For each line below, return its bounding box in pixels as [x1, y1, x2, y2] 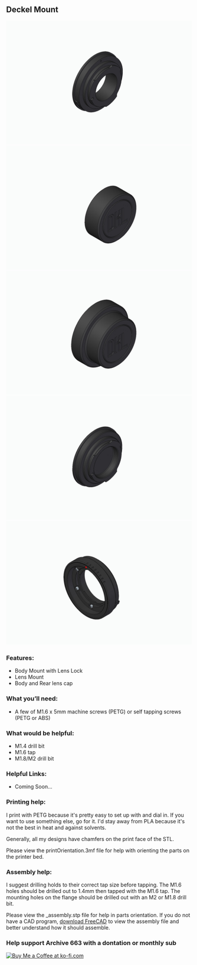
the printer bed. [6, 853, 44, 860]
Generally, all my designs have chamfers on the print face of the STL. [6, 835, 174, 842]
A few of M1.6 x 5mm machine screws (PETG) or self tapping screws [14, 708, 182, 715]
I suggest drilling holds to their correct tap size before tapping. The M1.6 [6, 881, 182, 888]
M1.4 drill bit [14, 742, 45, 749]
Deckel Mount [6, 5, 59, 15]
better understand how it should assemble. [6, 924, 110, 931]
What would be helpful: [6, 729, 75, 737]
